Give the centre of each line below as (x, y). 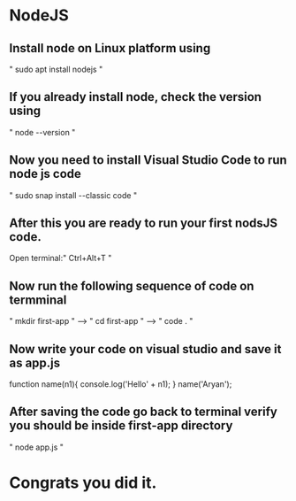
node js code (46, 174)
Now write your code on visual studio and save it (145, 349)
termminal (38, 300)
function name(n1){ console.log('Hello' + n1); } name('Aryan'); (121, 384)
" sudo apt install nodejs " (56, 69)
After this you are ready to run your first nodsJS (144, 224)
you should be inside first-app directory (121, 426)
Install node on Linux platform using (110, 48)
